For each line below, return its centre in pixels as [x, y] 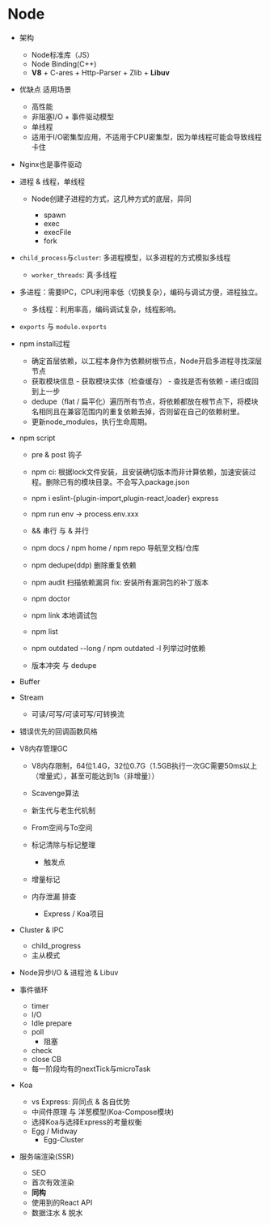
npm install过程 [44, 343]
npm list [44, 631]
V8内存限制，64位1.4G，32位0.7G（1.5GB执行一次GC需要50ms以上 [144, 765]
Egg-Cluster [63, 1139]
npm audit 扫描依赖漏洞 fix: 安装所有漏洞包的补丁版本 [120, 582]
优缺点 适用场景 [45, 89]
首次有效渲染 [53, 1182]
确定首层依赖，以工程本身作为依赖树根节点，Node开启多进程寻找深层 [147, 361]
